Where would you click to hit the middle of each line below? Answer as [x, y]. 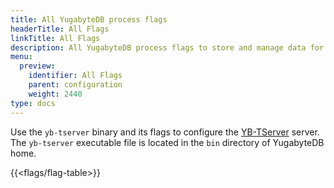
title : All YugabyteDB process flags [89, 19]
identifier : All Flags [75, 76]
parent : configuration [75, 85]
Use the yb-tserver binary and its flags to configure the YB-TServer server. [165, 132]
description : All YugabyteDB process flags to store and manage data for [167, 47]
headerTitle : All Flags [60, 29]
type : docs [33, 103]
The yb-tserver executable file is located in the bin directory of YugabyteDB [167, 142]
